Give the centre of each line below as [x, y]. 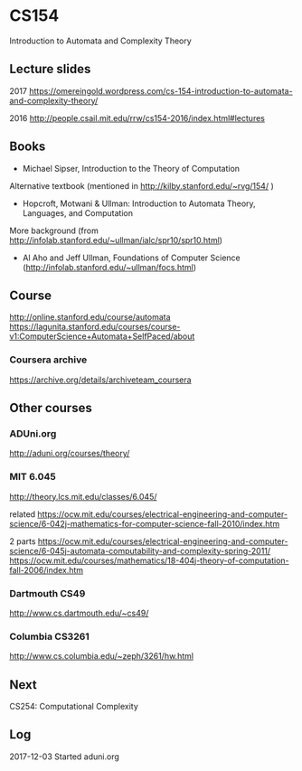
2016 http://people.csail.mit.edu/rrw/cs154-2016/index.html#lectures [137, 118]
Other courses [51, 408]
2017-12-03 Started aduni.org [65, 757]
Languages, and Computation [78, 212]
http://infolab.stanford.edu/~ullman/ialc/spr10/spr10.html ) [116, 240]
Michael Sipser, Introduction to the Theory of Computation [131, 168]
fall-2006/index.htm [47, 569]
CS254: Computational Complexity [74, 707]
